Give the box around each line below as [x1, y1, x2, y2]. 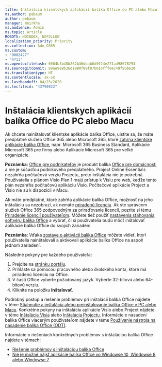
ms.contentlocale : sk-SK [5, 75, 55, 80]
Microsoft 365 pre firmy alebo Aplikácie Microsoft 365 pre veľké [5, 147, 133, 153]
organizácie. [5, 152, 30, 158]
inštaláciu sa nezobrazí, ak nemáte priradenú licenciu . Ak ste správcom [5, 202, 147, 208]
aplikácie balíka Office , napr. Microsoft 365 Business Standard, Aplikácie [5, 142, 150, 147]
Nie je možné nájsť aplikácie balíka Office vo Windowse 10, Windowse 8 [12, 351, 156, 358]
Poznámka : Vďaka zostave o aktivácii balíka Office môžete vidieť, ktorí [5, 232, 146, 238]
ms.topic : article [5, 30, 42, 35]
